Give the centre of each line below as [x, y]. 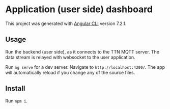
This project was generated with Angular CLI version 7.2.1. [66, 23]
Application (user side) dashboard [79, 9]
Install [15, 88]
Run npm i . [17, 101]
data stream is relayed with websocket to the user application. [70, 57]
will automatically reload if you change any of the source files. [70, 72]
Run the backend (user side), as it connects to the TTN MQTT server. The [82, 51]
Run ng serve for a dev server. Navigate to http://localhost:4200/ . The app [85, 67]
